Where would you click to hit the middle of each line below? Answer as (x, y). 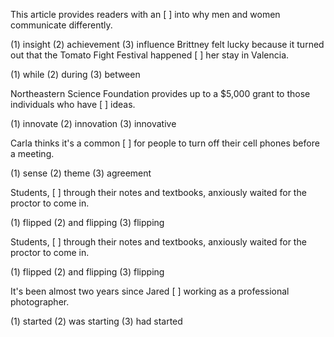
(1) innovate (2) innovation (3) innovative (93, 123)
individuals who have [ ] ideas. (73, 104)
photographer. (40, 302)
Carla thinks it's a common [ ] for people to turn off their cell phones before (165, 143)
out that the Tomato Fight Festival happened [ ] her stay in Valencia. (150, 55)
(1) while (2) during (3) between (75, 74)
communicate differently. (61, 25)
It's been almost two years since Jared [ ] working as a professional (150, 291)
